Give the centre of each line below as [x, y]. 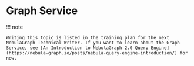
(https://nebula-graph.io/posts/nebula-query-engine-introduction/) [92, 53]
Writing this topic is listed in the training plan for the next [88, 37]
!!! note [15, 27]
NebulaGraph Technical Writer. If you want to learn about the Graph [93, 43]
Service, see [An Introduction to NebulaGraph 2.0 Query [77, 48]
